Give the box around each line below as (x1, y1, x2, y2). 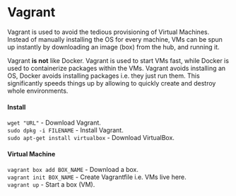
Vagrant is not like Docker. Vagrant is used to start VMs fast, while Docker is (7, 56, 230, 64)
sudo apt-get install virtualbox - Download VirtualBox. (7, 134, 175, 142)
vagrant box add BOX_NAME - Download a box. (7, 166, 139, 174)
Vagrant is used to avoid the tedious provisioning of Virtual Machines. (7, 28, 210, 36)
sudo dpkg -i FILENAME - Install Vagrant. (7, 126, 124, 134)
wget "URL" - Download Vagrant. (7, 118, 101, 127)
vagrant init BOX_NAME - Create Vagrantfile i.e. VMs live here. (7, 173, 187, 181)
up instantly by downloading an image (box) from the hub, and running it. (7, 42, 220, 51)
